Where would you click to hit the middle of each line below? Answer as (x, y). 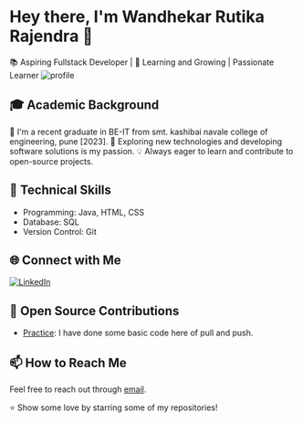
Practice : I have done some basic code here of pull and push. (138, 333)
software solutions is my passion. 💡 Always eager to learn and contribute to (151, 151)
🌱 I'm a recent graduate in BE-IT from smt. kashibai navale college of (139, 132)
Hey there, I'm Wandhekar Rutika (137, 17)
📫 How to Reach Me (68, 363)
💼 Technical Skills (61, 190)
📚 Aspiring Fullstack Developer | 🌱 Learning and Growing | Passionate (142, 62)
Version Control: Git (60, 231)
